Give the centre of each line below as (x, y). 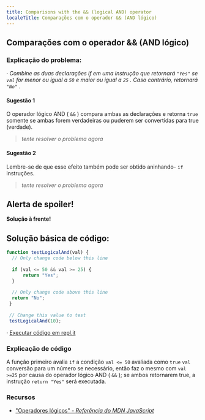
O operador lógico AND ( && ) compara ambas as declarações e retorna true (102, 114)
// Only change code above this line (60, 292)
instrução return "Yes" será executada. (56, 381)
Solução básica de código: (58, 238)
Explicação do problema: (44, 60)
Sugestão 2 (21, 153)
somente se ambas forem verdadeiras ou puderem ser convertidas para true (102, 121)
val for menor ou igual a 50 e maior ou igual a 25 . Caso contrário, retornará (102, 80)
